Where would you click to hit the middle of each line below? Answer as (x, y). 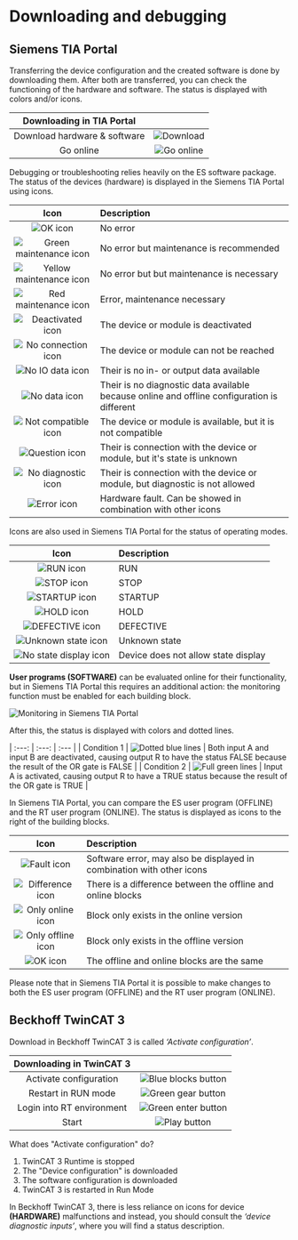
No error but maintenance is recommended (190, 248)
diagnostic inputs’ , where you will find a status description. (117, 1226)
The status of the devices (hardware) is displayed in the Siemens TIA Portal (147, 181)
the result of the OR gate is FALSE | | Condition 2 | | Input (146, 766)
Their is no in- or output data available (180, 370)
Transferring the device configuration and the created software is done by (145, 70)
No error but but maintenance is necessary (189, 274)
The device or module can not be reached (187, 350)
